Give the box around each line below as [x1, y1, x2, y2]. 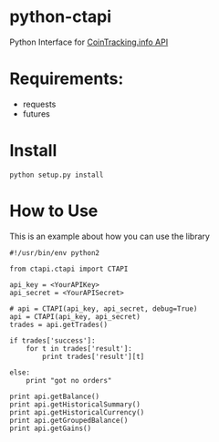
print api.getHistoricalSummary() [9, 399, 141, 409]
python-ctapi [9, 6, 112, 27]
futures [22, 108, 50, 119]
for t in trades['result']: [26, 344, 132, 353]
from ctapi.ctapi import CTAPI [9, 264, 129, 273]
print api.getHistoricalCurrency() [9, 407, 145, 416]
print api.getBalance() [9, 392, 100, 401]
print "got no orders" [26, 375, 112, 385]
